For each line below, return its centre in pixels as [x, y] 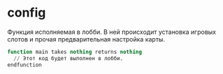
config [27, 13]
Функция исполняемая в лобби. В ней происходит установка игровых [112, 32]
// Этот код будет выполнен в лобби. [69, 58]
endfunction [24, 65]
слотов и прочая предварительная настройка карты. [86, 39]
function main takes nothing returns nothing [74, 52]
